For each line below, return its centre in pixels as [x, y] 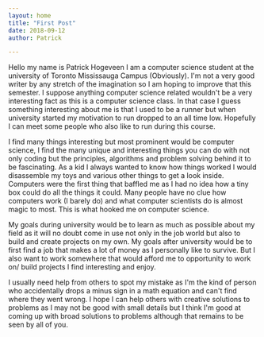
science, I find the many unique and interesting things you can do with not [129, 150]
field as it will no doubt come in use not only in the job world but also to [124, 233]
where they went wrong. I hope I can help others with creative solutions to [129, 300]
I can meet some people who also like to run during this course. [112, 126]
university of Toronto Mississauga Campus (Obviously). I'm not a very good [132, 76]
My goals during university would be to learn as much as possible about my [132, 225]
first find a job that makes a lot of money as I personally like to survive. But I [132, 250]
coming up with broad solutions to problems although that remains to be [126, 316]
